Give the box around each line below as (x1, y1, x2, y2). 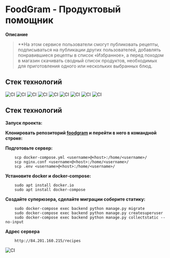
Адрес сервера (5, 228, 40, 234)
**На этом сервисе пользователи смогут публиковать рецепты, (17, 41, 159, 47)
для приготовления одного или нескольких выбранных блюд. (17, 63, 153, 69)
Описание (5, 31, 28, 37)
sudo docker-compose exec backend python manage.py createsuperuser (14, 210, 163, 216)
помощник (5, 14, 54, 26)
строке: (5, 135, 23, 141)
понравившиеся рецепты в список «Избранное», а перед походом (17, 52, 164, 58)
